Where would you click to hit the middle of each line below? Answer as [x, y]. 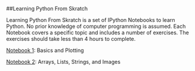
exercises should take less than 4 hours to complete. [71, 39]
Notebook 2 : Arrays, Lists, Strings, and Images [64, 62]
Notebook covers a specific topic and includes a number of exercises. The [97, 33]
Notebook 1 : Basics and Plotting [45, 50]
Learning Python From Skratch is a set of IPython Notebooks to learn [91, 20]
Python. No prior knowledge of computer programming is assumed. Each [96, 26]
